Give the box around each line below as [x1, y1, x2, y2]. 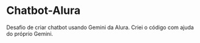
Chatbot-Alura [6, 4, 81, 18]
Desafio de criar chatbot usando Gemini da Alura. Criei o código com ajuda [6, 24, 195, 31]
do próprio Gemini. [6, 30, 53, 37]
